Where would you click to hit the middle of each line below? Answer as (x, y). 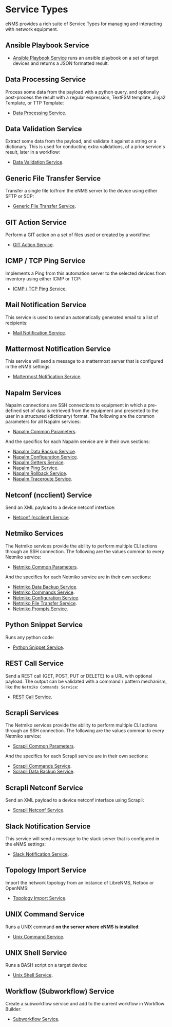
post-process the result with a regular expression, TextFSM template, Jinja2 (85, 97)
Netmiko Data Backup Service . (45, 587)
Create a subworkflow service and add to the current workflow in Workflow (85, 1004)
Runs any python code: (30, 637)
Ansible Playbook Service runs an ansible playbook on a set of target (86, 58)
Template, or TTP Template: (35, 103)
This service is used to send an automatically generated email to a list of (82, 317)
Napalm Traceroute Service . (43, 479)
